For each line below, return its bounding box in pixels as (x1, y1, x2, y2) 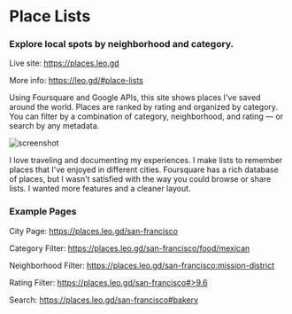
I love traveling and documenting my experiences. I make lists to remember (9, 155, 283, 166)
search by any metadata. (9, 121, 100, 131)
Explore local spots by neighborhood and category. (9, 38, 234, 51)
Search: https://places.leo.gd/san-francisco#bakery (9, 294, 199, 305)
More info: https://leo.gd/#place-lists (9, 75, 143, 86)
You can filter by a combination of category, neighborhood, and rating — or (9, 111, 284, 122)
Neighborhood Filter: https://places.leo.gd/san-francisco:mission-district (9, 260, 275, 271)
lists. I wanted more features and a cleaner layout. (9, 184, 192, 194)
